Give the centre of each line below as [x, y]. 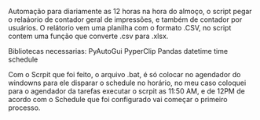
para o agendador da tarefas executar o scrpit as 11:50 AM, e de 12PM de [126, 91]
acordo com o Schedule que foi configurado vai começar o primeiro [118, 99]
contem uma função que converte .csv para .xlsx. [88, 36]
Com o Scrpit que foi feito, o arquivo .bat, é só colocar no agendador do [125, 74]
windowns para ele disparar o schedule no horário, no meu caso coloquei [127, 83]
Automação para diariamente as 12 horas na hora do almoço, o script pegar [130, 11]
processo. [24, 108]
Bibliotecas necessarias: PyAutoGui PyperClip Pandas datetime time [118, 51]
